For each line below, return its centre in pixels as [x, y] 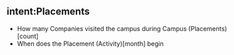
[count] [28, 36]
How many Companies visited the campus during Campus [102, 28]
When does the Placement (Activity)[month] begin [90, 43]
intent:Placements [48, 12]
